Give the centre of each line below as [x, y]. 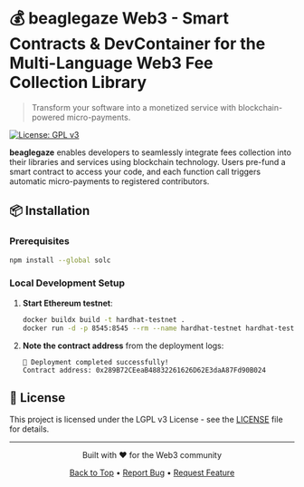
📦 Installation [50, 211]
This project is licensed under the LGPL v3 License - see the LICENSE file [146, 420]
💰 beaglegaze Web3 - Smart [119, 19]
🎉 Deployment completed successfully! [95, 362]
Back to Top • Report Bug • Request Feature [152, 472]
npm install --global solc [60, 260]
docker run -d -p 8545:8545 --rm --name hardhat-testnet [132, 328]
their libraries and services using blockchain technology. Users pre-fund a [148, 161]
